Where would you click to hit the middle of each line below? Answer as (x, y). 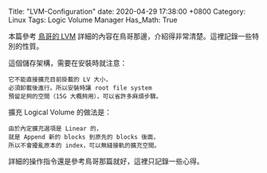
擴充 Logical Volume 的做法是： (60, 112)
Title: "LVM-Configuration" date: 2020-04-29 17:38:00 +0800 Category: (127, 12)
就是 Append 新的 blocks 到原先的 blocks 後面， (84, 137)
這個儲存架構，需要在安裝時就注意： (68, 63)
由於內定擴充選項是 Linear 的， (55, 129)
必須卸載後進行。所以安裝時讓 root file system (80, 88)
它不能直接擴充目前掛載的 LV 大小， (60, 79)
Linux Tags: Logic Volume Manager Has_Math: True (93, 20)
